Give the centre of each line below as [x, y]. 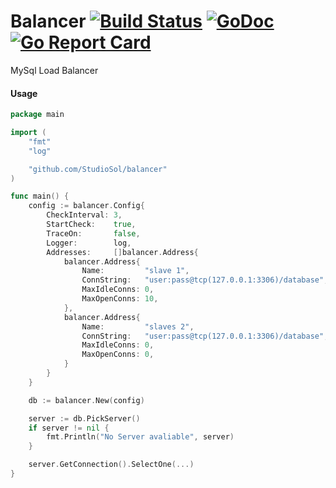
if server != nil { [69, 428]
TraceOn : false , [93, 233]
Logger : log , [89, 243]
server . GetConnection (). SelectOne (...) [111, 465]
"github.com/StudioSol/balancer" [98, 169]
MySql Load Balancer [54, 70]
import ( [28, 133]
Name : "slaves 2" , [138, 326]
